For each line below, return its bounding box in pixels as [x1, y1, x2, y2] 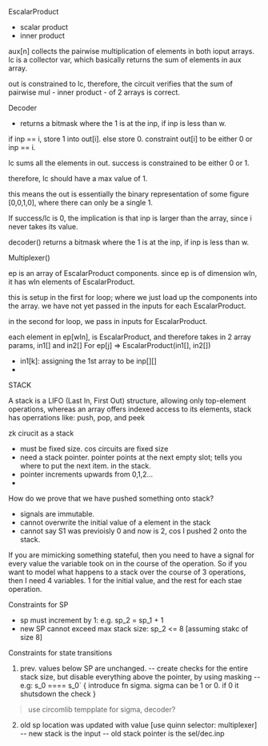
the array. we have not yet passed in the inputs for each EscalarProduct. [8, 301, 246, 310]
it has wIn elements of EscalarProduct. [8, 277, 135, 286]
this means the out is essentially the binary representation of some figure [8, 189, 250, 199]
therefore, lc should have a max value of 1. [8, 174, 148, 183]
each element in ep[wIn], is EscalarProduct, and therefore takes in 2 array [8, 332, 252, 342]
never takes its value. [8, 222, 78, 231]
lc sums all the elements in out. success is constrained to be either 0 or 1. [8, 158, 250, 168]
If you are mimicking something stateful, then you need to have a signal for [8, 550, 254, 560]
